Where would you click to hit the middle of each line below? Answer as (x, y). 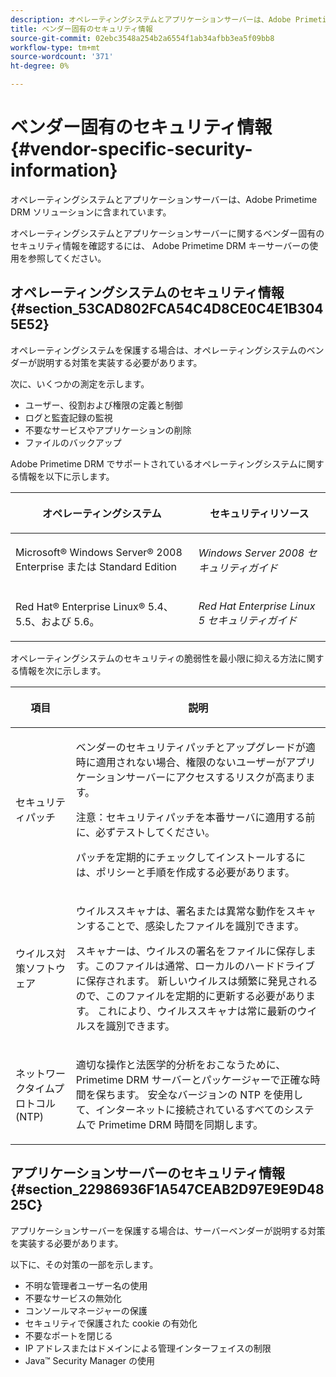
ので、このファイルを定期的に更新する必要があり (191, 996)
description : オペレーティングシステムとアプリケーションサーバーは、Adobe (151, 19)
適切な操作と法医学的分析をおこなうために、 (181, 1064)
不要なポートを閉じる (68, 1335)
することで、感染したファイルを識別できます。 (195, 926)
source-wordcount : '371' (62, 57)
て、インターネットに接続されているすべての (180, 1109)
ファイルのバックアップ (73, 442)
